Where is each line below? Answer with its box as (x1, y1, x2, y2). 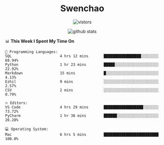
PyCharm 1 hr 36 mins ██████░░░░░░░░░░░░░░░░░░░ (5, 113, 159, 118)
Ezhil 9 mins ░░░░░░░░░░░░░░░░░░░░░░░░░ (5, 79, 159, 84)
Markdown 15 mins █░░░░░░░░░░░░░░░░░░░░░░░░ (5, 71, 159, 75)
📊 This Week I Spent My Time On (5, 38, 74, 44)
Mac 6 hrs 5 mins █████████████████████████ (5, 132, 159, 137)
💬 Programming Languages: (5, 49, 58, 54)
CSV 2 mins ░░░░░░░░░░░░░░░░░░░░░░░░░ (5, 88, 159, 92)
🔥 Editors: (5, 100, 28, 105)
